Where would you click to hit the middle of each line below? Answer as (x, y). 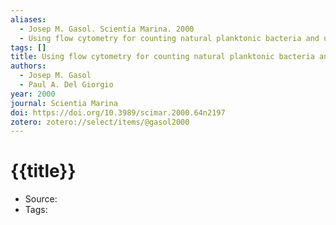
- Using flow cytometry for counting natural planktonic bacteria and (169, 38)
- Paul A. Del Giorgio (66, 85)
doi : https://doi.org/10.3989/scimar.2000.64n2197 (118, 112)
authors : (28, 66)
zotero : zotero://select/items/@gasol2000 (100, 122)
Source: (41, 199)
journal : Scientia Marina (64, 103)
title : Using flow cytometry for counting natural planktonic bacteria (162, 57)
